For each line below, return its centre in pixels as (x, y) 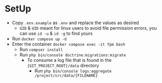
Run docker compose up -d (39, 39)
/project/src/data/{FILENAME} (66, 75)
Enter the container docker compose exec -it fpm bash (68, 44)
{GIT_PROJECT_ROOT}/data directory (63, 65)
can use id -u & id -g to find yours (56, 33)
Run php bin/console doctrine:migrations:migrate (73, 55)
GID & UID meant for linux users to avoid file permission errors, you (88, 28)
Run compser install (41, 49)
